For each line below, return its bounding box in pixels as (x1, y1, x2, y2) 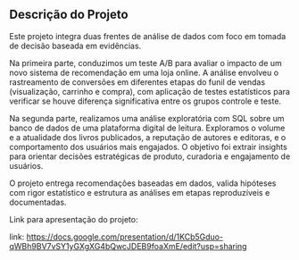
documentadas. (9, 197, 67, 207)
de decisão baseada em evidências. (9, 40, 142, 51)
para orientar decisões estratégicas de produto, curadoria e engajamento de (9, 151, 291, 162)
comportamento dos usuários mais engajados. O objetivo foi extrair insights (9, 141, 287, 152)
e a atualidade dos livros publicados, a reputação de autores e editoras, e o (9, 131, 287, 142)
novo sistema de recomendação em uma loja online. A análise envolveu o (9, 67, 279, 78)
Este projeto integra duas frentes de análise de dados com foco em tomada (9, 30, 287, 41)
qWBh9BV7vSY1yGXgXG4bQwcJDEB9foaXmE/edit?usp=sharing (9, 240, 247, 251)
